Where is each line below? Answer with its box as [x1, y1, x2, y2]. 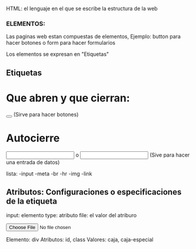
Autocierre [6, 131, 60, 145]
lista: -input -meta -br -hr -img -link [6, 170, 92, 177]
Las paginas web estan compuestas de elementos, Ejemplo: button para [6, 33, 181, 40]
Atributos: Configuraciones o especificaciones [6, 187, 182, 197]
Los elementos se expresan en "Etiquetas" [6, 51, 109, 58]
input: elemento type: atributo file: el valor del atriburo [6, 212, 137, 219]
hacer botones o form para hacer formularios [6, 39, 116, 47]
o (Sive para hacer [75, 151, 190, 158]
